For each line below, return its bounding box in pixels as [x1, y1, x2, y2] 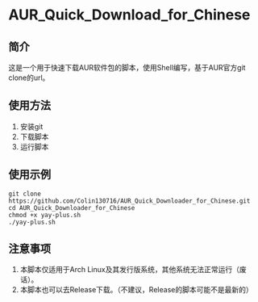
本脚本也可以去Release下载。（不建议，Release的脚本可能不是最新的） [19, 285, 253, 295]
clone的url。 [8, 73, 50, 82]
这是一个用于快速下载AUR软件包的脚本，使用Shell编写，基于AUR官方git [8, 63, 246, 72]
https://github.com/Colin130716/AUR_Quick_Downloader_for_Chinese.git [8, 196, 251, 205]
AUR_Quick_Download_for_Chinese [8, 6, 251, 24]
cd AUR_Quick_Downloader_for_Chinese [8, 203, 135, 212]
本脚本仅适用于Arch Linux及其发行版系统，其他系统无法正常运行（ [19, 265, 240, 275]
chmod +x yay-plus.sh [8, 211, 81, 219]
